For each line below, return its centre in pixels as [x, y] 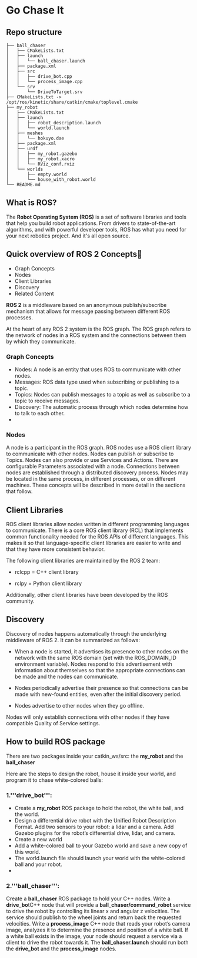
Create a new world [39, 839]
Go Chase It [35, 10]
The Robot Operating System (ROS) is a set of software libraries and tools [96, 217]
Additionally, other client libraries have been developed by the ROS [87, 595]
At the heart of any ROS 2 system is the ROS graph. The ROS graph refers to [98, 329]
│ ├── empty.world [36, 174]
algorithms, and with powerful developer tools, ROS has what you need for [96, 229]
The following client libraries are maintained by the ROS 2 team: [83, 561]
